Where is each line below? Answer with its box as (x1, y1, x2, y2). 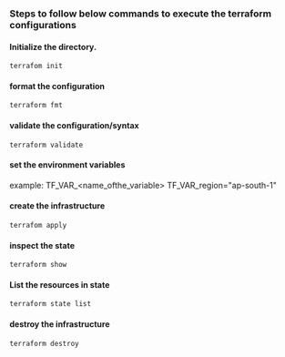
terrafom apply (9, 220, 67, 229)
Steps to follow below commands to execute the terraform (9, 7, 272, 20)
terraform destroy (9, 339, 79, 348)
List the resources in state (9, 279, 110, 290)
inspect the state (9, 240, 76, 250)
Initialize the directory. (9, 41, 97, 52)
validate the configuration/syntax (9, 119, 139, 130)
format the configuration (9, 80, 105, 91)
